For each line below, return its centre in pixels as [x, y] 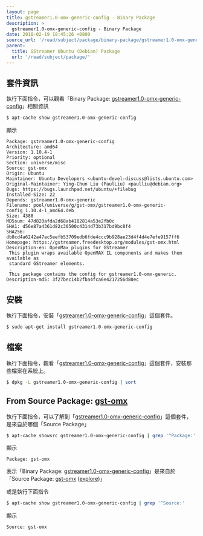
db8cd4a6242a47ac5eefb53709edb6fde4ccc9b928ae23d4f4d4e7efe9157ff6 [93, 237]
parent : [16, 46]
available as [23, 258]
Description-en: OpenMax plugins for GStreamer [67, 248]
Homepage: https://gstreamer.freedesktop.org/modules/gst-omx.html [93, 243]
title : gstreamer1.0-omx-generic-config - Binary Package [81, 18]
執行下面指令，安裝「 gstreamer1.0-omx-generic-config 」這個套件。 [91, 315]
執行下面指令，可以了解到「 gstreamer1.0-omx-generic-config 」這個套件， [99, 417]
